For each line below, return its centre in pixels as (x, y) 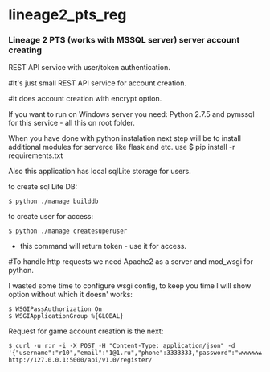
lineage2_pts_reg (67, 15)
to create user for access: (51, 217)
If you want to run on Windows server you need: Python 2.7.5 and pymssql (131, 114)
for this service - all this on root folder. (72, 123)
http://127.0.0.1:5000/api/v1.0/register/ (80, 360)
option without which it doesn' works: (70, 295)
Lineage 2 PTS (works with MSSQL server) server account (124, 40)
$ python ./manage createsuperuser (68, 231)
